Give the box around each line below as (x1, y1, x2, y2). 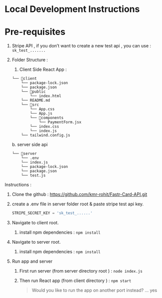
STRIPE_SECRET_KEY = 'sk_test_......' (11, 211, 93, 216)
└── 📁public (21, 89, 46, 94)
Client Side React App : (19, 66, 67, 73)
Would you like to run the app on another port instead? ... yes (31, 288, 158, 293)
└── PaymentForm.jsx (38, 120, 82, 125)
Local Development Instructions (4, 3, 140, 15)
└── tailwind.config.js (21, 133, 70, 138)
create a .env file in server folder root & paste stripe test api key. (11, 201, 144, 207)
